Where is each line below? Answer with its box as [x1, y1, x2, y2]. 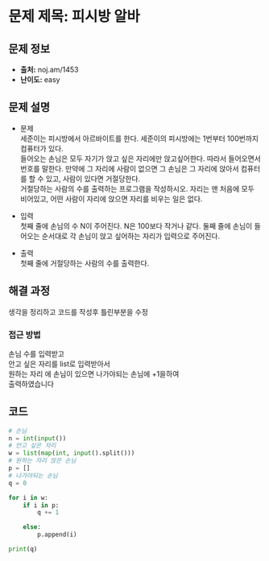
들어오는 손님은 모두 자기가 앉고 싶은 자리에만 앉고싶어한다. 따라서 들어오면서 [19, 154, 262, 163]
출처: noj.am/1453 [19, 65, 79, 74]
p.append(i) [37, 530, 78, 539]
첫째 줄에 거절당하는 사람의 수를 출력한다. [19, 258, 150, 268]
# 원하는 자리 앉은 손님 [8, 456, 77, 465]
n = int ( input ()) [8, 434, 67, 443]
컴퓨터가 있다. [19, 143, 64, 153]
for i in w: [8, 493, 48, 501]
